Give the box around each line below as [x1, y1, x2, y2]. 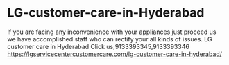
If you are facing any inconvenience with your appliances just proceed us [7, 28, 217, 36]
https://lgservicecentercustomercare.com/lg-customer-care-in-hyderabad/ [7, 50, 222, 58]
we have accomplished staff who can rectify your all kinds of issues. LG [7, 35, 212, 43]
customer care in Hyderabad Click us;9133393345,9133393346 [7, 42, 189, 50]
